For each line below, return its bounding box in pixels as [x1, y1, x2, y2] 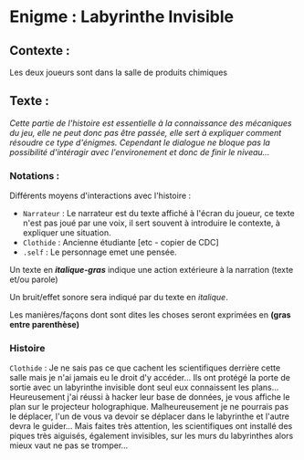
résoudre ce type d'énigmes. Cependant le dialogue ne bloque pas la [9, 137, 271, 148]
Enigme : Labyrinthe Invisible [9, 6, 235, 27]
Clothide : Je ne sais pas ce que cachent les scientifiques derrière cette [9, 362, 281, 373]
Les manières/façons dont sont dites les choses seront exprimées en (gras [9, 309, 291, 320]
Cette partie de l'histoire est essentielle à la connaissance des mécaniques [9, 117, 292, 129]
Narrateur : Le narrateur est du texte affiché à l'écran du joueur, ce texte [22, 208, 295, 219]
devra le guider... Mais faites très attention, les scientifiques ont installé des [9, 421, 293, 432]
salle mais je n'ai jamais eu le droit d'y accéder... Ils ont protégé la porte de [9, 372, 290, 383]
